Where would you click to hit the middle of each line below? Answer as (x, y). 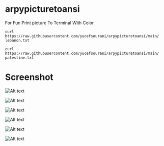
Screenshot (29, 77)
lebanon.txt (17, 40)
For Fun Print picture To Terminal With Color (50, 23)
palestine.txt (20, 58)
